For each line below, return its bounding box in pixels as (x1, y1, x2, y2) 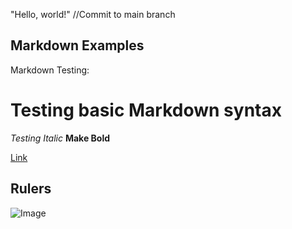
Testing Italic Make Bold (10, 132, 111, 144)
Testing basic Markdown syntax (10, 99, 282, 121)
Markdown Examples (10, 37, 145, 54)
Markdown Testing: (10, 64, 90, 76)
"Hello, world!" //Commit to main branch (10, 9, 176, 20)
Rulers (10, 180, 52, 198)
